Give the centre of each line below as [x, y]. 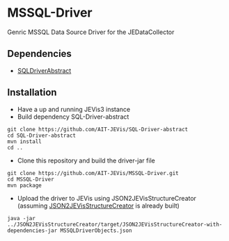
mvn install [24, 141]
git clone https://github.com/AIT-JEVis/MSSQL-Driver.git [93, 173]
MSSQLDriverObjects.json [96, 231]
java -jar [22, 218]
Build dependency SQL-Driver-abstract [73, 117]
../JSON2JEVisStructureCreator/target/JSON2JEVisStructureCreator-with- [115, 224]
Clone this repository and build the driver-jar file [86, 160]
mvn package [24, 185]
